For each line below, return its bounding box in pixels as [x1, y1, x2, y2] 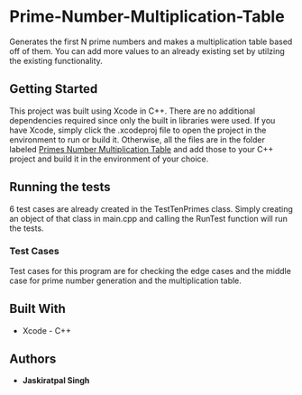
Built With [9, 301, 66, 317]
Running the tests [9, 179, 111, 195]
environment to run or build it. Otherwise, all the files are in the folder [9, 133, 266, 145]
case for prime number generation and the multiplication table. [9, 275, 242, 286]
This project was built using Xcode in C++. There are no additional [9, 106, 256, 116]
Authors [9, 352, 57, 367]
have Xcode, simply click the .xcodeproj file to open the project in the [9, 124, 267, 135]
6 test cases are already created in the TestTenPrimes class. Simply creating [9, 203, 293, 214]
